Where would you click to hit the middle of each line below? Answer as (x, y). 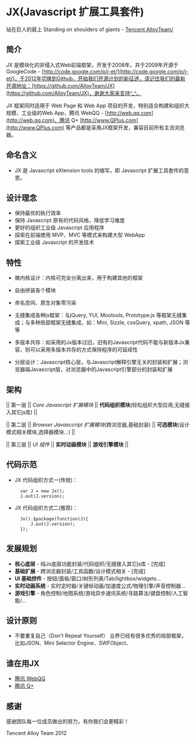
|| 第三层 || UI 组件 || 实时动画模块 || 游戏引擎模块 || (67, 444)
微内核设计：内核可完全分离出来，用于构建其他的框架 (79, 278)
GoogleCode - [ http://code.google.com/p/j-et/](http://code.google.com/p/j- (97, 72)
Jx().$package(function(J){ (54, 519)
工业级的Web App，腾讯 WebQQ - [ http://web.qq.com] (87, 113)
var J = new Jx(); (42, 491)
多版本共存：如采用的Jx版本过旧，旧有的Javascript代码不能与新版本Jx (99, 342)
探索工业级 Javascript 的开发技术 (54, 242)
